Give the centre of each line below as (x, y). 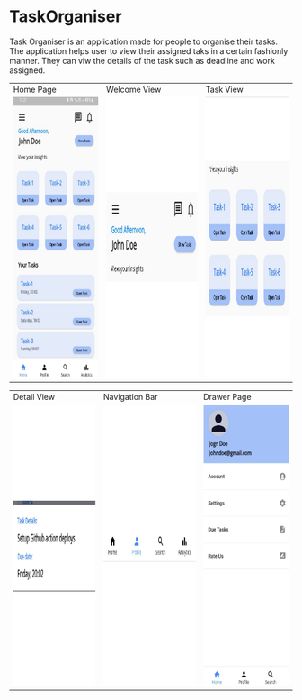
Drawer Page (227, 397)
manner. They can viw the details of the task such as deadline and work (142, 60)
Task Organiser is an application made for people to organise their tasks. (144, 41)
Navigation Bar (130, 397)
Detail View (34, 397)
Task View (225, 89)
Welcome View (134, 89)
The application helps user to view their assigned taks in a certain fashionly (149, 50)
